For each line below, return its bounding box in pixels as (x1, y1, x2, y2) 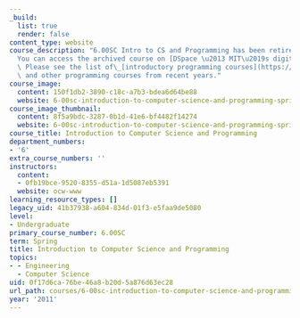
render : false (17, 29, 70, 38)
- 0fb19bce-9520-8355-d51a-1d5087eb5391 (17, 179, 170, 188)
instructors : (9, 162, 58, 171)
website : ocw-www (17, 187, 82, 196)
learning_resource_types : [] (9, 195, 118, 205)
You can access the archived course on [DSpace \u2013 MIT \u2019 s (17, 54, 270, 63)
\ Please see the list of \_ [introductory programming (17, 63, 221, 72)
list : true (17, 21, 58, 30)
